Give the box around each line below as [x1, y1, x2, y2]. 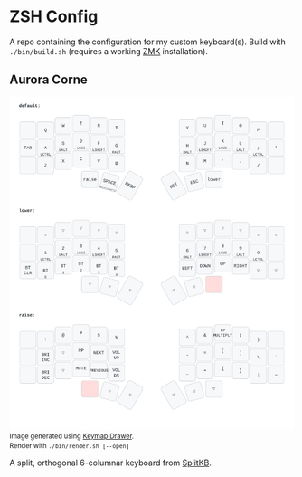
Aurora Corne [9, 72, 88, 88]
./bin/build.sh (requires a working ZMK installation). [9, 45, 208, 56]
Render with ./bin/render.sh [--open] [9, 441, 130, 450]
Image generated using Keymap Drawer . [9, 432, 134, 441]
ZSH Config [9, 6, 99, 27]
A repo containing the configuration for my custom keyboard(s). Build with [9, 36, 287, 47]
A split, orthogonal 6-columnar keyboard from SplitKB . [9, 457, 212, 468]
